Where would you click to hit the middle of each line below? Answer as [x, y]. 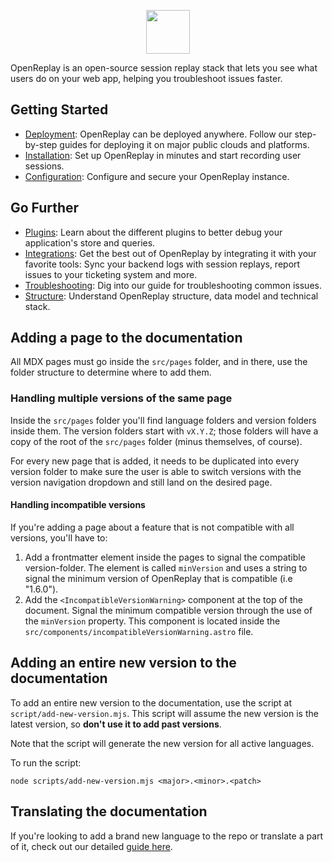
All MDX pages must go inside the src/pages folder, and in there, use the [159, 362]
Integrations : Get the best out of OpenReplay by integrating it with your [170, 253]
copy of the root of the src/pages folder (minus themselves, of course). [156, 441]
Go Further [45, 208]
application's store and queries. [90, 242]
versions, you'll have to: [59, 537]
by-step [41, 144]
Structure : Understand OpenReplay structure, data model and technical [171, 296]
